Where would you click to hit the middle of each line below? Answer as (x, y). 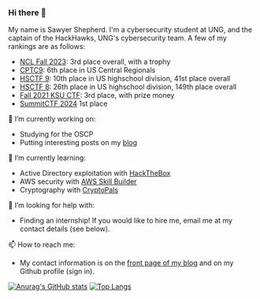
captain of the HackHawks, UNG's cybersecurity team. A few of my (117, 38)
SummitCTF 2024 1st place (63, 104)
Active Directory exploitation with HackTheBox (95, 174)
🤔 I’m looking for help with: (51, 205)
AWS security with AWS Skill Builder (78, 181)
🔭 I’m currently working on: (52, 119)
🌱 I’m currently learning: (47, 158)
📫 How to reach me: (42, 245)
